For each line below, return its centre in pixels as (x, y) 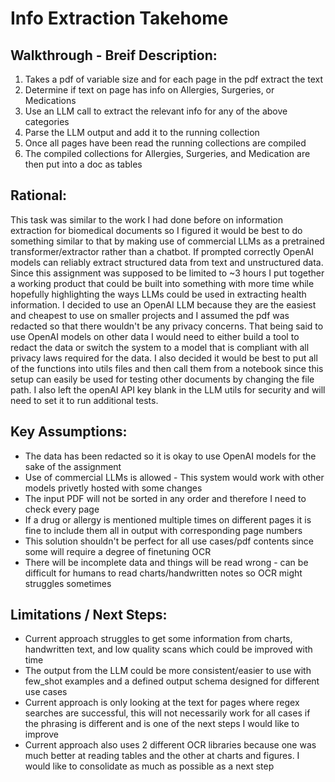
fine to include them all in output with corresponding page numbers (163, 530)
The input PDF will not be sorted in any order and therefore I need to (165, 498)
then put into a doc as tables (83, 164)
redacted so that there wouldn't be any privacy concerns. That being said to (167, 326)
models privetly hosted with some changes (113, 488)
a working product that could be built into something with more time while (162, 283)
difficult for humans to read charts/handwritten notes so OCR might (163, 573)
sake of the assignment (73, 466)
